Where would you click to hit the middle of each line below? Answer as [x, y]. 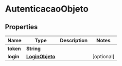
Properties [21, 27]
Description [74, 41]
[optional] [104, 57]
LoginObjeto [41, 57]
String [33, 49]
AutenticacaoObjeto [47, 9]
